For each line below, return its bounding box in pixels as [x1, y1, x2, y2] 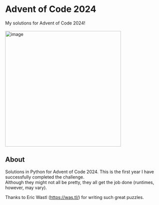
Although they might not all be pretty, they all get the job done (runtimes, [5, 179, 155, 185]
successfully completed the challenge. [5, 174, 85, 180]
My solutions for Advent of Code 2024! [5, 20, 86, 26]
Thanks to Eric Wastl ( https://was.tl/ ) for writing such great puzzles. [5, 194, 144, 200]
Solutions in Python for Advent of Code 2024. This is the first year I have [5, 169, 155, 175]
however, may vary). [5, 185, 47, 191]
